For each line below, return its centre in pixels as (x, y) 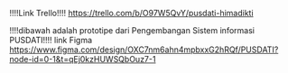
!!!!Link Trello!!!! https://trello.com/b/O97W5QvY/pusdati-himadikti (132, 13)
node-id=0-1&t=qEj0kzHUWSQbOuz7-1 (83, 59)
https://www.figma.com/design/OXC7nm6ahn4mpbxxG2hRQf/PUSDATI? (144, 50)
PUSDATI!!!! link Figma (51, 40)
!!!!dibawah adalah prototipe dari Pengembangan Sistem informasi (132, 30)
